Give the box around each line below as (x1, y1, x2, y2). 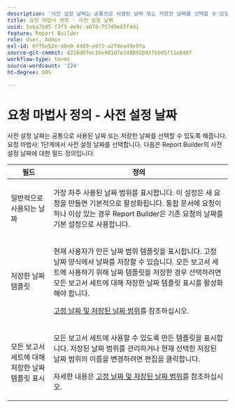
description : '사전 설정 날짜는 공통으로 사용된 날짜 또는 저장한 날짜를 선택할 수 (7, 10, 217, 17)
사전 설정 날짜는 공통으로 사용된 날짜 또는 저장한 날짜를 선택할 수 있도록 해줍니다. (7, 132, 227, 140)
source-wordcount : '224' (7, 62, 80, 69)
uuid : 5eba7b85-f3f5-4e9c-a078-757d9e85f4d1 (7, 23, 139, 30)
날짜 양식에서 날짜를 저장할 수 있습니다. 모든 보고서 (53, 257, 211, 267)
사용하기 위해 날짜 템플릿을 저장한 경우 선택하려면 (68, 267, 222, 277)
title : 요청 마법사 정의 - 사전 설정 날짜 (7, 17, 114, 24)
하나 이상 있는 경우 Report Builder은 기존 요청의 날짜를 (53, 209, 224, 219)
